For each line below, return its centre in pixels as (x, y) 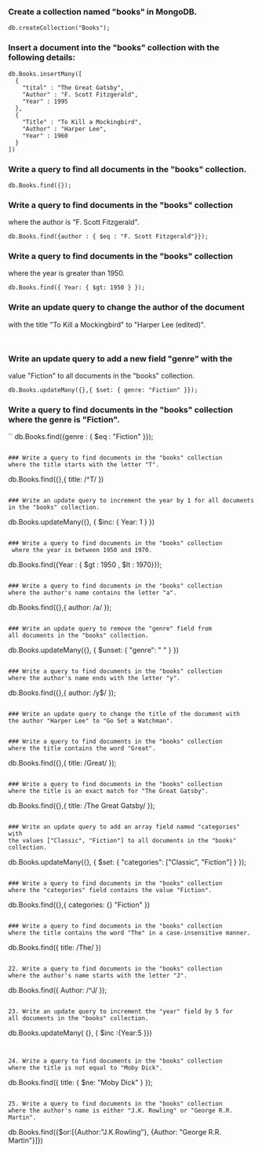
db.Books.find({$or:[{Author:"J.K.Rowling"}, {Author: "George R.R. (115, 1132)
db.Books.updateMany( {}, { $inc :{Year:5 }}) (80, 1033)
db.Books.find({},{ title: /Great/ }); (62, 763)
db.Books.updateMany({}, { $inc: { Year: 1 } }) (82, 522)
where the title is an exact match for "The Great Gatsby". (109, 792)
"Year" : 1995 (45, 101)
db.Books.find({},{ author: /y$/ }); (62, 693)
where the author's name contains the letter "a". (93, 593)
